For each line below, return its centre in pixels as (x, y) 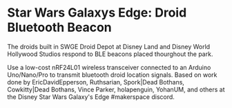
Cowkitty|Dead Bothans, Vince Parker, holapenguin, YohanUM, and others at (116, 89)
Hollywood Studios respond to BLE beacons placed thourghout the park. (110, 54)
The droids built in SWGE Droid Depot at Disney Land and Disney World (109, 46)
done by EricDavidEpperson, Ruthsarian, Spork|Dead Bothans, (96, 82)
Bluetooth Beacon (59, 27)
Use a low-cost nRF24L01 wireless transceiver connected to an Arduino (109, 67)
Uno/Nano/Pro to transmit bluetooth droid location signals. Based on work (112, 75)
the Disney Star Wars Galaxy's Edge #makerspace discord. (91, 97)
